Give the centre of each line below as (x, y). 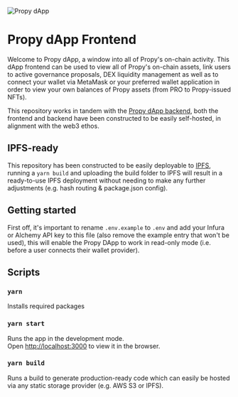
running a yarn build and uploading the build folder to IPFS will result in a (115, 173)
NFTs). (17, 97)
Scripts (24, 272)
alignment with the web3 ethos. (53, 126)
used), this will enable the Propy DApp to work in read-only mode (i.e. (109, 242)
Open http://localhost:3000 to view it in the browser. (84, 346)
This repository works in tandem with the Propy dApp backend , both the (113, 111)
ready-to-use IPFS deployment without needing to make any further (107, 180)
